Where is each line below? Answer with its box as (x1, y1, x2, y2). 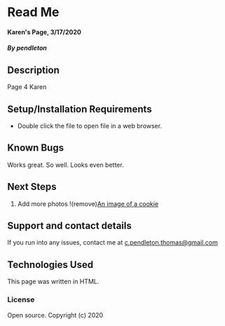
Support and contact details (7, 220, 132, 232)
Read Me (7, 4, 60, 20)
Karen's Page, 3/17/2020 (7, 27, 82, 36)
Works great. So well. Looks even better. (7, 161, 124, 169)
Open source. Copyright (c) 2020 (7, 311, 104, 319)
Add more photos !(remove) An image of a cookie (17, 199, 159, 208)
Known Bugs (7, 142, 64, 154)
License (7, 295, 35, 305)
